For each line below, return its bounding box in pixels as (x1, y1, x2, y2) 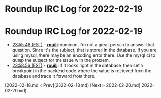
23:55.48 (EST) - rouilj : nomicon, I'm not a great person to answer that (12, 42, 155, 48)
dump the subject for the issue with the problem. (12, 58, 110, 63)
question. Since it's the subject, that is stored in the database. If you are (12, 47, 157, 53)
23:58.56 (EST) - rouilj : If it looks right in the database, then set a (12, 62, 143, 69)
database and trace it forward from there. (12, 73, 96, 79)
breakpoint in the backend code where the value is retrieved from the (12, 68, 152, 74)
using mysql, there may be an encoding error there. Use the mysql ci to (12, 52, 155, 58)
